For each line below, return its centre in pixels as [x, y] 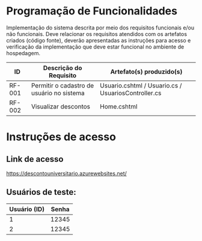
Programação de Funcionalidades [92, 11]
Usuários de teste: [41, 192]
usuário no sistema [58, 93]
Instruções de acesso [61, 137]
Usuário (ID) [27, 209]
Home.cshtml [119, 106]
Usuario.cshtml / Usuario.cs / [141, 85]
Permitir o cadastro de [63, 85]
